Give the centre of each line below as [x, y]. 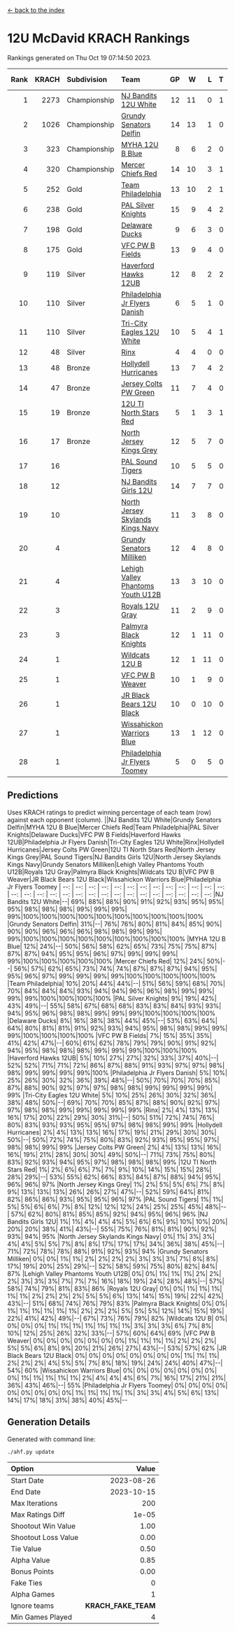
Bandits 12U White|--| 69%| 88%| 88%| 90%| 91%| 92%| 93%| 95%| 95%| [116, 901]
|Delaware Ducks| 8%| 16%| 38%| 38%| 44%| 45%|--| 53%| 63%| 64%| [113, 1020]
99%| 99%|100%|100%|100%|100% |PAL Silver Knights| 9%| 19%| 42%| [112, 998]
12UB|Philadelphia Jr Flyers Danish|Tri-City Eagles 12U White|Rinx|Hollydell [116, 842]
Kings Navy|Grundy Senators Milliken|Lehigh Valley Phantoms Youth [106, 864]
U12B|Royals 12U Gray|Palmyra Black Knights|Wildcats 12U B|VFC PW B [111, 872]
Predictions [33, 795]
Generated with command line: [51, 1439]
